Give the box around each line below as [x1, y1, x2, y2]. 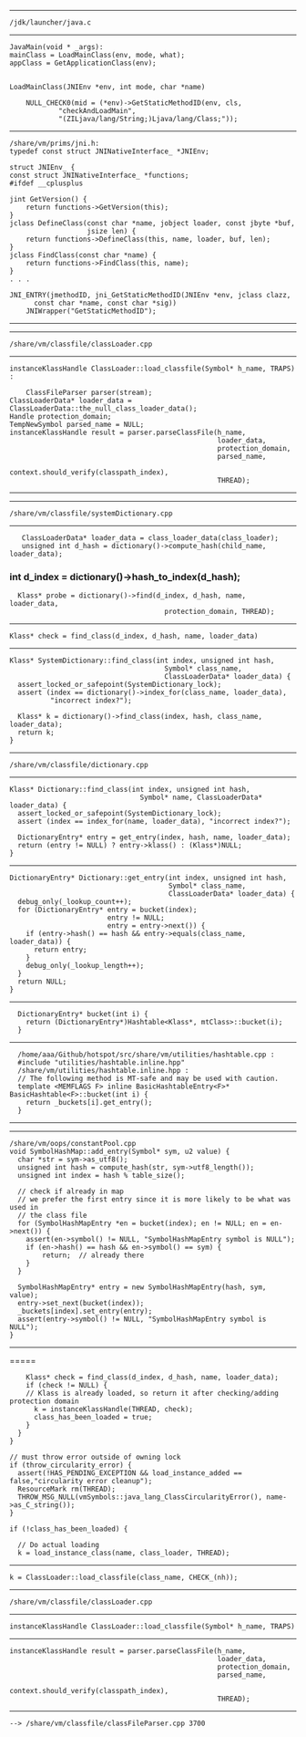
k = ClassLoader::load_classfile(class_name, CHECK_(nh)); [9, 1573, 239, 1583]
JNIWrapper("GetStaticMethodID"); [25, 307, 157, 316]
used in [9, 1203, 39, 1212]
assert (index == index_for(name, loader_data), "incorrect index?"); [17, 817, 291, 827]
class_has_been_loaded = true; [33, 1413, 153, 1422]
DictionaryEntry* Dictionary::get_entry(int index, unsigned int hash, [9, 873, 287, 883]
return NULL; [17, 977, 67, 986]
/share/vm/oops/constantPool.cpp [9, 1139, 137, 1149]
